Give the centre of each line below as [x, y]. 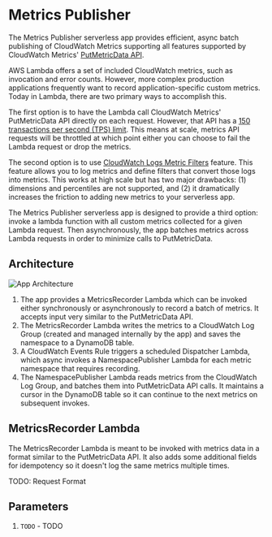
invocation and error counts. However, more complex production [117, 79]
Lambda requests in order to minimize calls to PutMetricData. [111, 238]
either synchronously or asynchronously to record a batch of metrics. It [139, 308]
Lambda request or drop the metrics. [70, 146]
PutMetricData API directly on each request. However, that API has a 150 [130, 120]
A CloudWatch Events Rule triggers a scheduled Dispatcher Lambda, [135, 351]
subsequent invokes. [55, 403]
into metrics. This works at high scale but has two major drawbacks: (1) [127, 180]
